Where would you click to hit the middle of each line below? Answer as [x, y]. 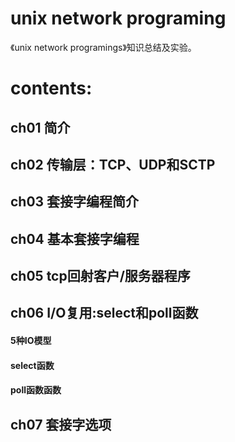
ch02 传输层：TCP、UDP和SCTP [113, 164]
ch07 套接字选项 [61, 424]
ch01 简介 [40, 127]
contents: [51, 88]
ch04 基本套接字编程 [75, 238]
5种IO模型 [31, 341]
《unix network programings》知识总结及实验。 [103, 47]
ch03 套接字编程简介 [75, 202]
